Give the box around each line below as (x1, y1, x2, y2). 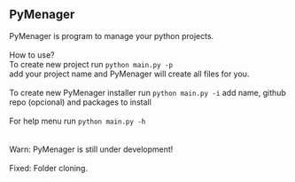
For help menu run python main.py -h (9, 115, 146, 126)
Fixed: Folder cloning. (9, 162, 89, 173)
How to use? (9, 49, 55, 60)
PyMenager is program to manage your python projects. (9, 30, 214, 41)
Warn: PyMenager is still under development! (9, 144, 174, 154)
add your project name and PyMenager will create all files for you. (9, 68, 250, 79)
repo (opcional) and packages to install (9, 97, 152, 107)
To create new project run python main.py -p (9, 59, 174, 69)
